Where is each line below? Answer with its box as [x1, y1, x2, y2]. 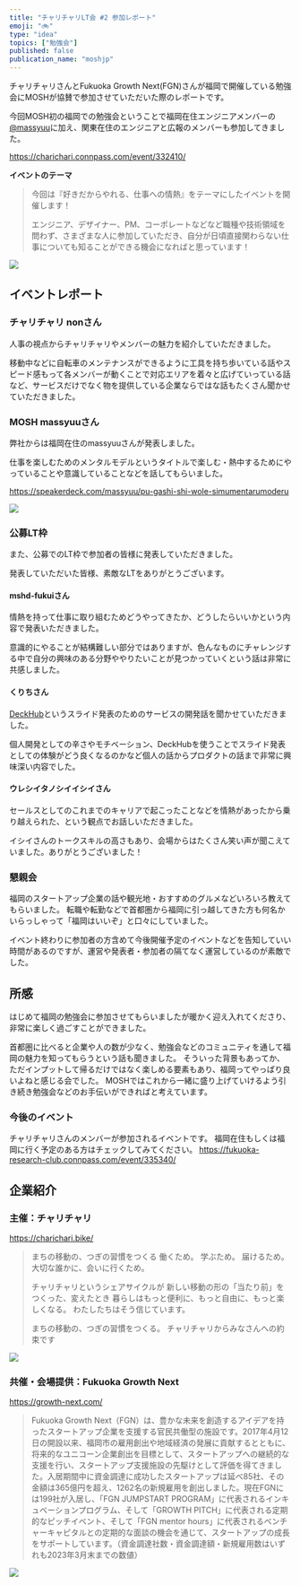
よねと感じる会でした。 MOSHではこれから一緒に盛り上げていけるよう [16, 1076, 279, 1085]
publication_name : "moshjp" [9, 55, 115, 64]
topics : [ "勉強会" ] [9, 38, 78, 48]
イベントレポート [9, 287, 104, 302]
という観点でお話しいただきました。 [64, 815, 198, 826]
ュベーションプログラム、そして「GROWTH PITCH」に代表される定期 [30, 1504, 288, 1516]
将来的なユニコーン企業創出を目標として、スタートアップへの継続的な [30, 1449, 289, 1460]
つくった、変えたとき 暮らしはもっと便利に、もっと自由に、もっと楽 [30, 1293, 285, 1303]
